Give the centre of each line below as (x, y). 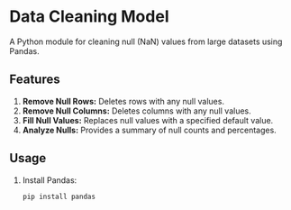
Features (35, 80)
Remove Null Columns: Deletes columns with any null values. (137, 111)
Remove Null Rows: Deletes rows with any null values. (123, 101)
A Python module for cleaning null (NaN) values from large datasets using (146, 41)
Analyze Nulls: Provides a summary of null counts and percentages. (149, 130)
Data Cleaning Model (89, 17)
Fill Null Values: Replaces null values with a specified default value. (148, 120)
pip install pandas (59, 196)
